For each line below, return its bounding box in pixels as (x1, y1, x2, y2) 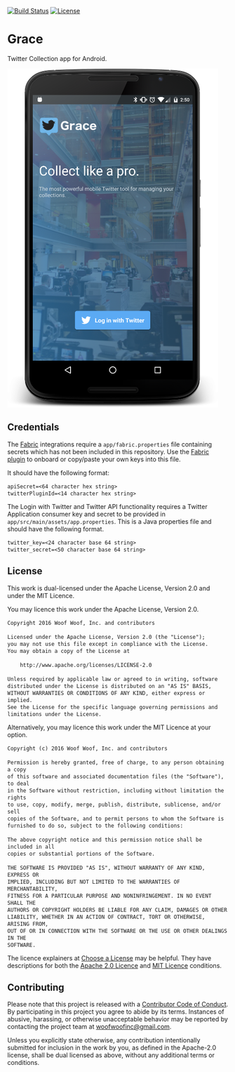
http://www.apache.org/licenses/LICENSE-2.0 (20, 661, 152, 668)
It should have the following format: (7, 468, 110, 477)
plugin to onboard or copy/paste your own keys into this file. (7, 455, 181, 463)
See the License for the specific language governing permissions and (7, 703, 218, 710)
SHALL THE (7, 899, 36, 906)
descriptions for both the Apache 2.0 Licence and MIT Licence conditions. (7, 961, 222, 970)
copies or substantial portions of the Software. (7, 850, 156, 857)
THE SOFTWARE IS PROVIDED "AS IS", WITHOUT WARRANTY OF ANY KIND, (7, 864, 206, 871)
